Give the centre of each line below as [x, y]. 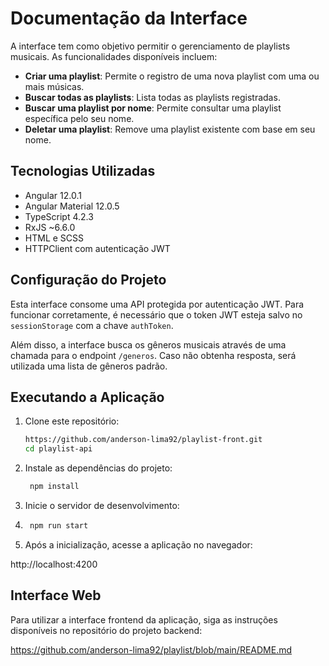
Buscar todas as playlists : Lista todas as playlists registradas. [152, 97]
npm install [54, 487]
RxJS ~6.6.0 [50, 227]
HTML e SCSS [54, 238]
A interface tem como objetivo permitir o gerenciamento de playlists [150, 46]
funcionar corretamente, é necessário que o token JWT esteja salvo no [156, 314]
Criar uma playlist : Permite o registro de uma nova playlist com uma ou [172, 76]
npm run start [59, 526]
